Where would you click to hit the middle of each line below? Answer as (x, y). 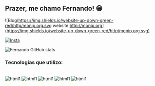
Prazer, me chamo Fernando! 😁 (54, 9)
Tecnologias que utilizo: (34, 62)
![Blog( (12, 20)
